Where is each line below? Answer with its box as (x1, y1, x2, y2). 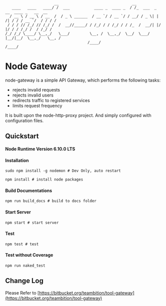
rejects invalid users (12, 92, 54, 98)
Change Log (5, 277, 44, 285)
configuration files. (5, 117, 44, 123)
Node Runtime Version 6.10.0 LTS (5, 146, 76, 152)
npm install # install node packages (5, 177, 83, 182)
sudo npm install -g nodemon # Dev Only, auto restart (5, 168, 121, 174)
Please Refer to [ (5, 290, 39, 296)
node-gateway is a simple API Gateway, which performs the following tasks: (5, 77, 161, 83)
